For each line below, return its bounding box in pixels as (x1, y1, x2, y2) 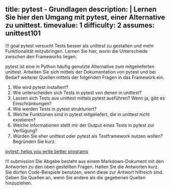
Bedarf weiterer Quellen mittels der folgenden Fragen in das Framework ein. (5, 74, 164, 80)
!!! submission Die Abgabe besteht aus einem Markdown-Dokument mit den (5, 158, 164, 164)
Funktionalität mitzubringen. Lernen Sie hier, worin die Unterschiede (5, 48, 148, 54)
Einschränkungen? (12, 100, 52, 106)
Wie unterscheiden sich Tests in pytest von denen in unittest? (12, 89, 141, 96)
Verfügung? (12, 127, 38, 133)
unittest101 (5, 29, 41, 38)
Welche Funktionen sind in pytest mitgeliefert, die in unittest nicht (12, 111, 150, 117)
